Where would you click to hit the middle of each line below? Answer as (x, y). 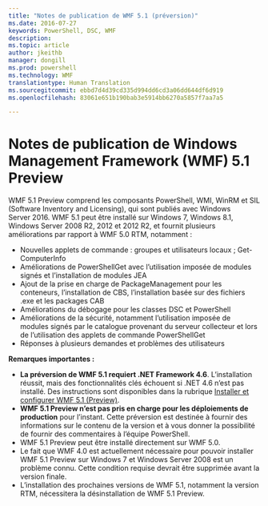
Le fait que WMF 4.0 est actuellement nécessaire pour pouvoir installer (137, 451)
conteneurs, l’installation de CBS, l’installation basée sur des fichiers (132, 292)
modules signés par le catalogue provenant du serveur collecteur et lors (138, 327)
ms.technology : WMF (41, 75)
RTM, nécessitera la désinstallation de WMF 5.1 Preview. (112, 494)
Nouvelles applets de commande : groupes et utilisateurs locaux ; (128, 250)
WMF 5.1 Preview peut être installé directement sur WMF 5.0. (120, 443)
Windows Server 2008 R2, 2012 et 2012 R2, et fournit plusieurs (112, 226)
